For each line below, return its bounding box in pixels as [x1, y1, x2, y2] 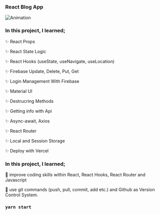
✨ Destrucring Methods [5, 98, 54, 104]
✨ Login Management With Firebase [5, 78, 80, 84]
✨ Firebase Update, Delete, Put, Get [5, 68, 79, 74]
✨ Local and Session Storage [5, 138, 65, 143]
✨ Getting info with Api [5, 108, 52, 114]
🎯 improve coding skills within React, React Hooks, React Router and [5, 171, 146, 177]
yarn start [5, 204, 31, 210]
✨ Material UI [5, 88, 32, 94]
